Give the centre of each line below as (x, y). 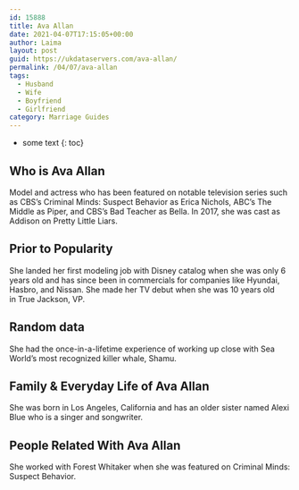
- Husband (35, 84)
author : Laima (36, 42)
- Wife (29, 92)
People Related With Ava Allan (95, 445)
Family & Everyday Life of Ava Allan (109, 386)
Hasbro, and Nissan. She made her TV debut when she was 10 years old (142, 289)
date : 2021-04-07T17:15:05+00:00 (71, 34)
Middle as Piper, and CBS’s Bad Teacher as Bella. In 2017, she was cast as (145, 211)
